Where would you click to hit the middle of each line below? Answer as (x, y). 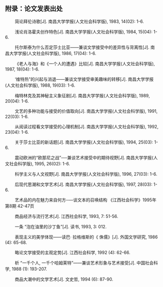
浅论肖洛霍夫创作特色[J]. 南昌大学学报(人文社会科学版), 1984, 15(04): (83, 32)
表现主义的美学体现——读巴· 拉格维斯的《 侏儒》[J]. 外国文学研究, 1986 (86, 237)
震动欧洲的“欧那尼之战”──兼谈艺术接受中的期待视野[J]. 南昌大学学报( (84, 158)
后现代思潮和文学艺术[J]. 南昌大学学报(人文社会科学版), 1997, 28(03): (83, 184)
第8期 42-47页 (20, 206)
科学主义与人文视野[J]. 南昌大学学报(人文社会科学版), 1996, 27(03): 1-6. (86, 174)
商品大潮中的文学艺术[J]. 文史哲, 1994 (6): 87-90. (64, 279)
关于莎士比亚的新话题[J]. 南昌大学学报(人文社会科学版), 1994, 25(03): (84, 142)
